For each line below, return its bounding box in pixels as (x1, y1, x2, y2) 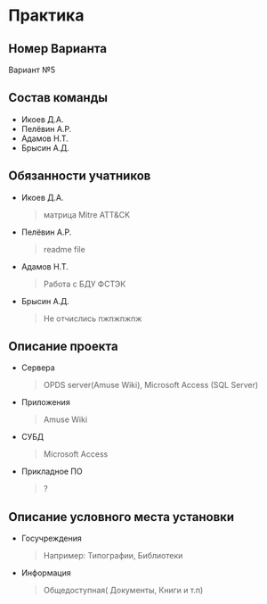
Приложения (20, 397, 70, 408)
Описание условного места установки (8, 509, 235, 525)
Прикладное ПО (20, 466, 83, 477)
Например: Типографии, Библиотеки (43, 550, 183, 561)
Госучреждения (20, 533, 82, 544)
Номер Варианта (8, 41, 108, 56)
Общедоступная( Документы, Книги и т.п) (43, 585, 204, 596)
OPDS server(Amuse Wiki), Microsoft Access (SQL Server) (43, 380, 259, 391)
